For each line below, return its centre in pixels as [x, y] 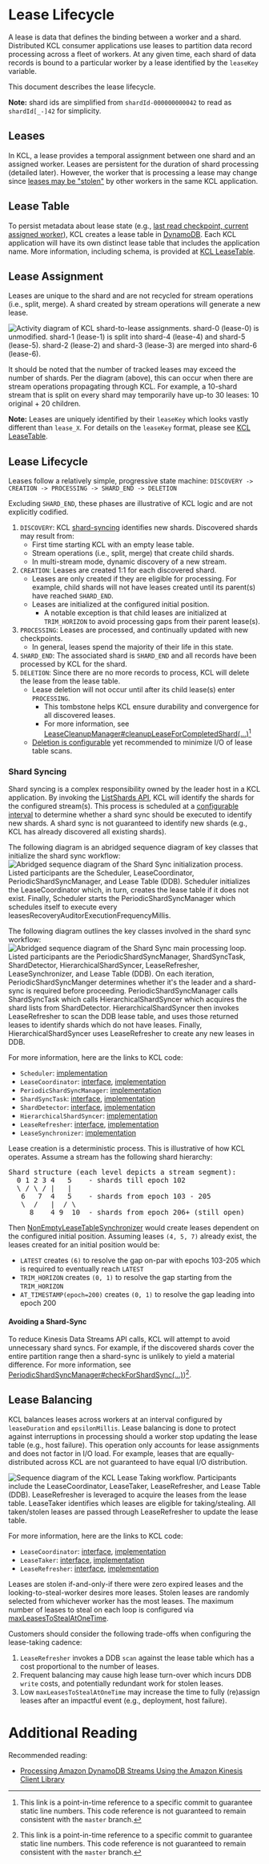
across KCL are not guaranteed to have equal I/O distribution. [147, 1462]
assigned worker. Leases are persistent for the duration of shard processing [133, 164]
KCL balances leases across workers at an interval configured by [115, 1419]
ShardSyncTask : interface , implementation [88, 1099]
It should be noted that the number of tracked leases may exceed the [122, 369]
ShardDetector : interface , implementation [88, 1107]
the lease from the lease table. [70, 681]
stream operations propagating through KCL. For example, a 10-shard [123, 386]
